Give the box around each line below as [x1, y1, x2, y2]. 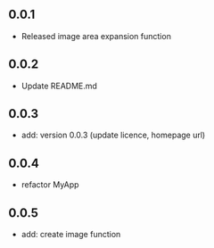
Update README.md [21, 80, 97, 91]
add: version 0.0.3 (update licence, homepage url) [21, 129, 206, 141]
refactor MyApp [21, 179, 79, 190]
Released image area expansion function [21, 30, 171, 41]
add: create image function [21, 229, 121, 240]
